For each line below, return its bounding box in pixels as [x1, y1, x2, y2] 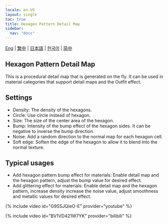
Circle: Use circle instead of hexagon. [12, 112, 91, 118]
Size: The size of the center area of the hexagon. [12, 117, 115, 123]
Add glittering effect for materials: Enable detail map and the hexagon [12, 183, 157, 189]
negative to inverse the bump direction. [12, 128, 94, 134]
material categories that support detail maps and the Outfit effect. [5, 79, 142, 85]
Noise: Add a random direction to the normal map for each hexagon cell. [12, 133, 163, 139]
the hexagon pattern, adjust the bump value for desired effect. [12, 177, 142, 184]
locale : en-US [5, 7, 35, 13]
